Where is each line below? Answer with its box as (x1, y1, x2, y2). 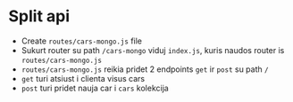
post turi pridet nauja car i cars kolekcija (21, 82, 169, 93)
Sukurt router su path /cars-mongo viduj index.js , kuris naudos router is (21, 44, 285, 55)
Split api (8, 6, 71, 27)
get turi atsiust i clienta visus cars (21, 73, 145, 83)
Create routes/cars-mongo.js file (21, 35, 143, 46)
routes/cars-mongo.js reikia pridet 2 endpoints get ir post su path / (21, 64, 269, 75)
